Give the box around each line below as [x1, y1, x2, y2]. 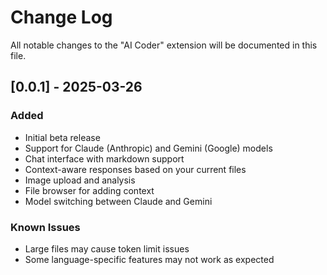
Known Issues [10, 220, 81, 234]
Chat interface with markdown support [24, 152, 185, 165]
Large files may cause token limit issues [24, 242, 190, 255]
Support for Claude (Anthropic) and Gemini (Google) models [24, 142, 273, 154]
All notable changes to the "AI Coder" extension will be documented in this [10, 39, 318, 51]
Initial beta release [24, 131, 101, 143]
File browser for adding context [24, 184, 155, 196]
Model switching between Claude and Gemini [24, 195, 213, 207]
